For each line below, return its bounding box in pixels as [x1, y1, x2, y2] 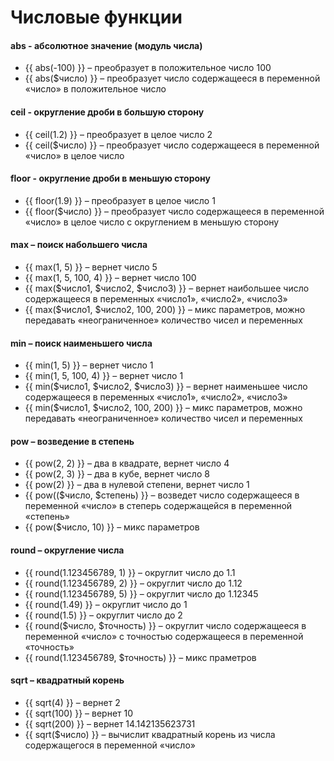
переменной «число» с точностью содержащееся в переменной [24, 630, 304, 642]
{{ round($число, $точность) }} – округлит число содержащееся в [24, 619, 307, 631]
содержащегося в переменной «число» [24, 739, 196, 751]
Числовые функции [10, 6, 183, 29]
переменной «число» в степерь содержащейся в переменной [24, 500, 293, 512]
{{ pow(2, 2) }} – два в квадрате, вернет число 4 [24, 457, 230, 470]
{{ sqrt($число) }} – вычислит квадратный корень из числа [24, 728, 276, 740]
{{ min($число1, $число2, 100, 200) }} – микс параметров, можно [24, 402, 303, 414]
